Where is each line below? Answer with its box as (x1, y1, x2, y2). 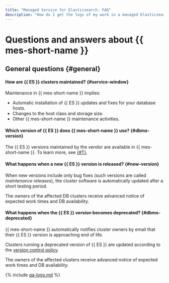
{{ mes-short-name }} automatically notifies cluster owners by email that (5, 226, 156, 232)
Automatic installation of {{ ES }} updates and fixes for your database (12, 100, 156, 106)
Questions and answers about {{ (5, 34, 144, 45)
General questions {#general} (5, 65, 101, 73)
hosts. (12, 105, 26, 111)
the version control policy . (5, 247, 59, 253)
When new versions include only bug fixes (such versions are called (5, 172, 146, 178)
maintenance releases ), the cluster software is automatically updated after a (5, 177, 163, 183)
